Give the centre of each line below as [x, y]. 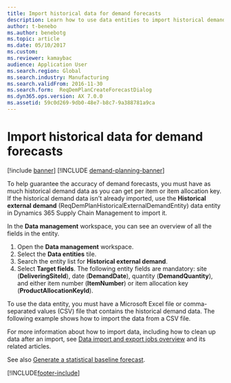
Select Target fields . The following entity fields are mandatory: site [112, 268]
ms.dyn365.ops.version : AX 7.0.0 [55, 97]
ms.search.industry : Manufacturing [58, 77]
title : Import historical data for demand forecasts [84, 13]
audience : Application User [47, 65]
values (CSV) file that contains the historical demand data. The [126, 311]
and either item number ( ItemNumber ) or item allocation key [103, 283]
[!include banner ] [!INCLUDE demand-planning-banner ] [86, 170]
